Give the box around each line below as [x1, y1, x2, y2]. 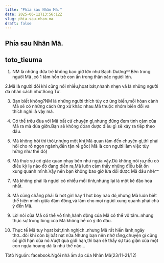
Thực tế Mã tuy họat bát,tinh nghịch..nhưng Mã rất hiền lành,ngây [12, 227, 145, 233]
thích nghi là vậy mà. [12, 108, 54, 114]
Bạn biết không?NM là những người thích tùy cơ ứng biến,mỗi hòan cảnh [12, 98, 158, 104]
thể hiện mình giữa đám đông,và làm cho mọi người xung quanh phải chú [12, 198, 159, 204]
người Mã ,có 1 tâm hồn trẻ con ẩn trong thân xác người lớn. [12, 74, 132, 80]
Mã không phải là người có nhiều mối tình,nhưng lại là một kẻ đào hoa [12, 178, 153, 184]
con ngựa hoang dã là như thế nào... [12, 243, 86, 249]
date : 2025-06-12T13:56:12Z [5, 12, 63, 17]
